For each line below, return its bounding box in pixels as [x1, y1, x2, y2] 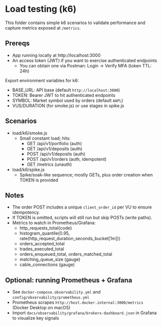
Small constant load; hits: [19, 135, 71, 141]
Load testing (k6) [5, 3, 77, 15]
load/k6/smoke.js [12, 130, 48, 136]
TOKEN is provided [19, 177, 58, 183]
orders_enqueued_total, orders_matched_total [19, 251, 112, 257]
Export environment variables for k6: [5, 77, 79, 83]
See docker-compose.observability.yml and [12, 289, 101, 295]
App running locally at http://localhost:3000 [12, 52, 101, 58]
